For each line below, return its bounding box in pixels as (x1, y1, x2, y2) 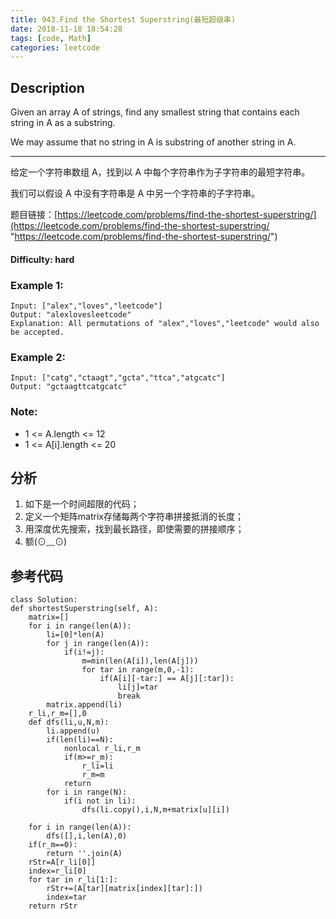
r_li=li (81, 761, 114, 771)
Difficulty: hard (10, 253, 75, 265)
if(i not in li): (63, 796, 137, 806)
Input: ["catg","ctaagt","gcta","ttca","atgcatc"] (10, 373, 226, 383)
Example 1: (10, 278, 64, 292)
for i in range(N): (46, 787, 128, 798)
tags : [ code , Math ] (10, 33, 92, 43)
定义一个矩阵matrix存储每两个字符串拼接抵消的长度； (24, 511, 244, 523)
